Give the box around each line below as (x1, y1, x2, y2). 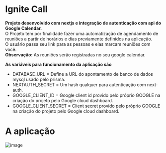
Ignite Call (5, 3, 48, 15)
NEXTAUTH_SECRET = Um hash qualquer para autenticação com (12, 81, 146, 88)
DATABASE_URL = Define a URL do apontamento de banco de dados (12, 71, 153, 77)
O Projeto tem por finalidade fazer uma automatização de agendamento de (5, 30, 159, 36)
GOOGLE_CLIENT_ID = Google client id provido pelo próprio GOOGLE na (12, 92, 161, 98)
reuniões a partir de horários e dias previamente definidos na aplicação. (5, 36, 153, 42)
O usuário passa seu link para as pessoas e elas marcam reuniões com (5, 41, 151, 47)
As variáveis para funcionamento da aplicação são (5, 61, 112, 67)
